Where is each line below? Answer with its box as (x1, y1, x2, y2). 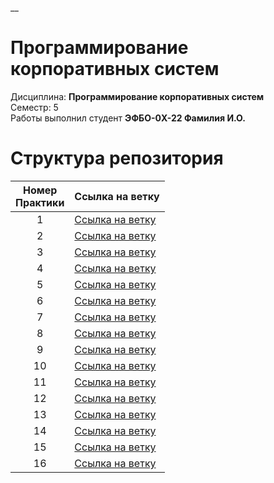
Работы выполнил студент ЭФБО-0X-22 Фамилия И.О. (10, 112, 246, 124)
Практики (15, 195, 65, 209)
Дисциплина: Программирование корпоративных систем (10, 90, 265, 102)
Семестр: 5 (10, 101, 59, 113)
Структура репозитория (10, 147, 224, 170)
